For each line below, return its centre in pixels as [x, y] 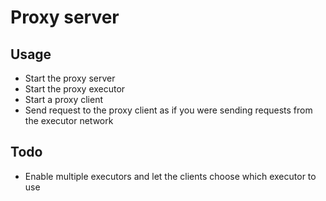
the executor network [69, 120]
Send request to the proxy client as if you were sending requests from [168, 110]
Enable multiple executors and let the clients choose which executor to [170, 176]
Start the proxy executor [75, 89]
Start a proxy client [64, 99]
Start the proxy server [70, 78]
